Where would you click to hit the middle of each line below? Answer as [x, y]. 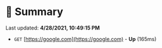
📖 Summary [34, 12]
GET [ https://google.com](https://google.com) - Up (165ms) [85, 39]
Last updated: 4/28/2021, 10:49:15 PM [53, 28]
